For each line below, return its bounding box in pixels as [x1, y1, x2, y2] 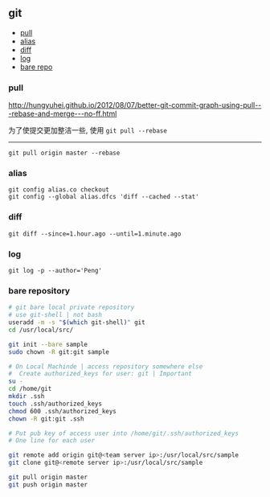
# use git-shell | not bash [8, 311, 103, 319]
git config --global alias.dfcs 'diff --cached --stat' [8, 193, 199, 201]
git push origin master [8, 480, 88, 489]
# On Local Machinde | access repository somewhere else [8, 362, 203, 371]
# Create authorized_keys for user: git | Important [8, 370, 193, 378]
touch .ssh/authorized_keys [8, 400, 103, 408]
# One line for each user [8, 437, 95, 445]
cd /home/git [8, 385, 52, 393]
